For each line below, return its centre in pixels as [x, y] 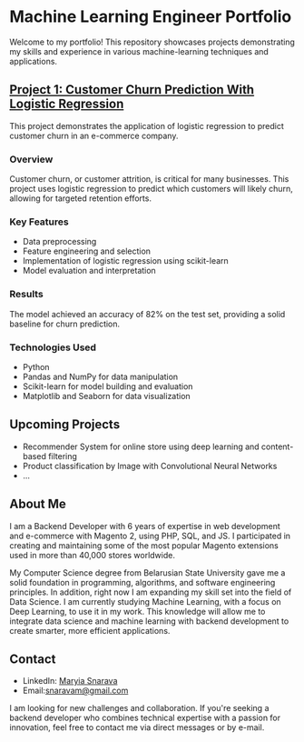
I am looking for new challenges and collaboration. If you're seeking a [139, 708]
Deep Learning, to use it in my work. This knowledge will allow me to [137, 611]
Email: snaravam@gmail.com [75, 691]
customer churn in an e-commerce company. [94, 135]
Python [36, 366]
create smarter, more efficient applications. [90, 630]
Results [26, 295]
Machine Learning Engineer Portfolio [151, 17]
